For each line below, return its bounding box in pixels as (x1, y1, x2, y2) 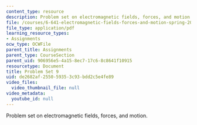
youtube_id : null (11, 96, 54, 102)
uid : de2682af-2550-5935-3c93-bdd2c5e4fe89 (6, 74, 114, 80)
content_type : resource (6, 8, 64, 15)
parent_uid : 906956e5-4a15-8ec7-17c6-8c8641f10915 (6, 58, 133, 63)
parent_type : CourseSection (6, 52, 75, 58)
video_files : (6, 80, 38, 86)
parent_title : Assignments (6, 47, 72, 53)
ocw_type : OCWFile (6, 42, 51, 48)
